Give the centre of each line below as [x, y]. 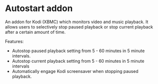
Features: [15, 41]
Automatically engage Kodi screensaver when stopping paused [75, 71]
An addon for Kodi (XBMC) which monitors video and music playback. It [77, 22]
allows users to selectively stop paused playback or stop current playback [79, 27]
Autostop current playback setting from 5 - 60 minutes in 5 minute [78, 61]
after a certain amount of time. [35, 32]
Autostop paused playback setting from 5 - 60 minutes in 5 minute [78, 51]
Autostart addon [39, 8]
